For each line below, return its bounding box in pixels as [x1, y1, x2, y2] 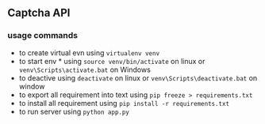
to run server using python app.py [18, 107, 130, 116]
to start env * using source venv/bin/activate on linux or [18, 56, 205, 66]
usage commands [7, 30, 79, 41]
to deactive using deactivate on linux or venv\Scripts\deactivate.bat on [18, 73, 258, 82]
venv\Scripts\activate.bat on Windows [18, 65, 152, 74]
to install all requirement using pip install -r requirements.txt [18, 98, 230, 107]
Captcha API [7, 6, 71, 20]
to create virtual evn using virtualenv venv [18, 47, 160, 58]
